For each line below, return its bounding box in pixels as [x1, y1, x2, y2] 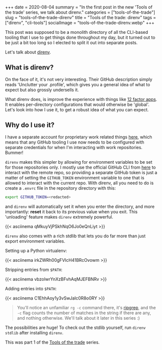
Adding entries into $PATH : [5, 285, 57, 291]
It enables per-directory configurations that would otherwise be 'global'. [5, 101, 150, 107]
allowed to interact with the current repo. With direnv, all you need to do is [5, 180, 154, 186]
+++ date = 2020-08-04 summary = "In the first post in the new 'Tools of [5, 4, 153, 10]
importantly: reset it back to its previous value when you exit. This [5, 208, 138, 215]
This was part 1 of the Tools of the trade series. [5, 339, 100, 345]
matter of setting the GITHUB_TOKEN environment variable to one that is [5, 175, 145, 180]
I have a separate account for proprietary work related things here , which [5, 134, 152, 140]
